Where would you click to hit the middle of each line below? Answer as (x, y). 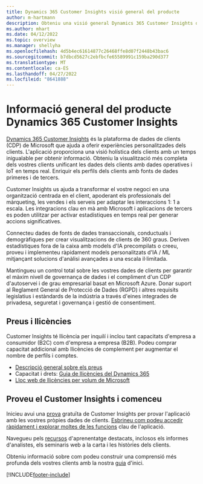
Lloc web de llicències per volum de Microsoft (72, 380)
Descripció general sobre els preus (59, 367)
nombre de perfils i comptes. (42, 355)
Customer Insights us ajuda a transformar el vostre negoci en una (88, 189)
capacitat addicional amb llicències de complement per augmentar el (92, 349)
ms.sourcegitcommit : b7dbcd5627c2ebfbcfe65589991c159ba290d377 (88, 57)
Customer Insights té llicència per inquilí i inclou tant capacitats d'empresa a (101, 336)
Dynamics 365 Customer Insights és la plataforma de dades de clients (94, 139)
